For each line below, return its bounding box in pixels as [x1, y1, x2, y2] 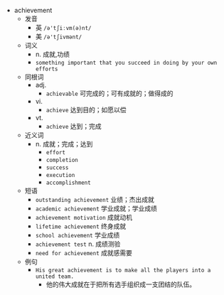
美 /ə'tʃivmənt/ [35, 32, 82, 41]
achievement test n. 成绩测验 [35, 240, 121, 248]
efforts [35, 65, 58, 73]
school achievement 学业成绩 [35, 231, 120, 239]
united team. [35, 273, 75, 280]
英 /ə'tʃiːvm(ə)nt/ [35, 23, 92, 31]
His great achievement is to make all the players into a [35, 267, 211, 274]
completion [46, 156, 78, 163]
